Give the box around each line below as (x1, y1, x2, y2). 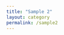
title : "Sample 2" (6, 8, 53, 15)
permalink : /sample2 (6, 20, 59, 26)
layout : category (6, 14, 50, 20)
